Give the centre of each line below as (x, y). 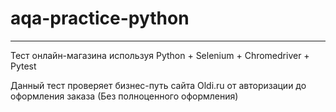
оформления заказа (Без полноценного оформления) (124, 96)
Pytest (23, 66)
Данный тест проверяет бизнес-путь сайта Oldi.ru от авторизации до (158, 85)
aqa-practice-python (100, 18)
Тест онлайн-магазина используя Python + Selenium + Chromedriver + (160, 55)
